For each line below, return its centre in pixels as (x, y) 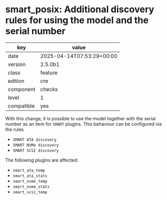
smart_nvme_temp (30, 181)
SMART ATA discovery (34, 140)
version (17, 64)
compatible (21, 106)
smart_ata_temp (29, 170)
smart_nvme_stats (31, 187)
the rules (15, 129)
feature (49, 73)
